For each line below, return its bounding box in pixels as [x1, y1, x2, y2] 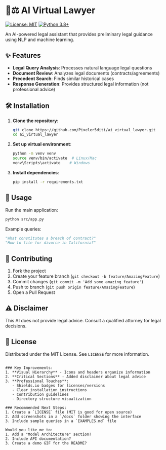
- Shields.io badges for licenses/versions [12, 383, 105, 388]
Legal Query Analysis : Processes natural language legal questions [12, 64, 152, 70]
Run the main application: [5, 207, 58, 213]
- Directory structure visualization [12, 396, 92, 401]
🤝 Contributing [5, 254, 53, 263]
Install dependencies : [12, 169, 59, 175]
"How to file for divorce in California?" [5, 240, 96, 245]
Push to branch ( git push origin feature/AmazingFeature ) [12, 284, 135, 290]
